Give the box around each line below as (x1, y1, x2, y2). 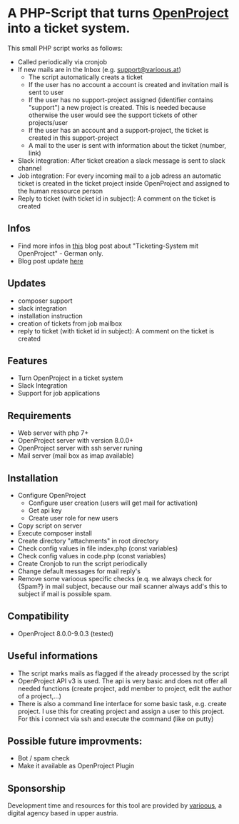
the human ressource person (17, 186, 103, 195)
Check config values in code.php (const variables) (17, 552, 166, 560)
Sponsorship (7, 782, 66, 794)
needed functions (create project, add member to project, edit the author (17, 684, 232, 693)
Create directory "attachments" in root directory (17, 537, 159, 545)
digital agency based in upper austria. (7, 809, 119, 818)
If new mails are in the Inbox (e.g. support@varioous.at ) (17, 65, 182, 74)
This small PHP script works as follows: (7, 44, 123, 52)
